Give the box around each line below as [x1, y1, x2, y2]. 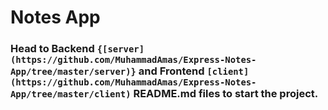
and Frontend [138, 64, 205, 78]
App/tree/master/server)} [10, 66, 137, 78]
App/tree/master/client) [10, 89, 132, 100]
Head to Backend [10, 42, 95, 56]
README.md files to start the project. [133, 87, 319, 101]
